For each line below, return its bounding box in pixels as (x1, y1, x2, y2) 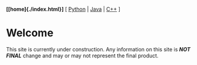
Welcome (6, 27, 54, 40)
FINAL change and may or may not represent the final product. (6, 52, 159, 59)
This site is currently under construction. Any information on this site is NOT (6, 45, 191, 53)
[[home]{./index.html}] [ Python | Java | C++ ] (6, 6, 121, 12)
